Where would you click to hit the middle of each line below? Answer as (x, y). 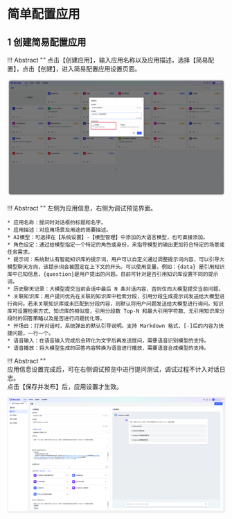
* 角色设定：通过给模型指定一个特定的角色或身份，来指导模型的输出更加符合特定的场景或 (116, 245)
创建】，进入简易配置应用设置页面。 (90, 69)
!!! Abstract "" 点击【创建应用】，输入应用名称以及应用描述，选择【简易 (108, 60)
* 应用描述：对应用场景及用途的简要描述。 (60, 230)
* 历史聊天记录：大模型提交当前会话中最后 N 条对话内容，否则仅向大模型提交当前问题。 (115, 289)
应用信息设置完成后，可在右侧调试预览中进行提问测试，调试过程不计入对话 (113, 369)
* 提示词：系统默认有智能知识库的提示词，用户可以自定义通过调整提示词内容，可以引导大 (116, 259)
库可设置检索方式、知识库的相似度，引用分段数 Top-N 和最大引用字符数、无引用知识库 (114, 311)
